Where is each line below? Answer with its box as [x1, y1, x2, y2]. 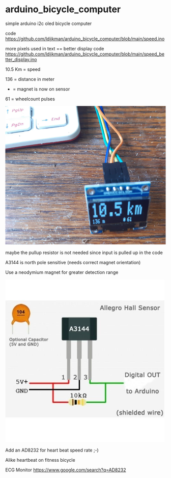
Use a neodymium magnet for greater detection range [5, 269, 119, 275]
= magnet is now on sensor [12, 86, 70, 92]
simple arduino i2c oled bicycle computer [5, 20, 92, 26]
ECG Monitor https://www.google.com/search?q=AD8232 [5, 467, 126, 473]
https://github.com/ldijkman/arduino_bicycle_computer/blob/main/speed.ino [5, 36, 165, 42]
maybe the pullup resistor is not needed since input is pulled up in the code [5, 249, 163, 256]
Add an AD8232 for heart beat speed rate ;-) [5, 447, 99, 453]
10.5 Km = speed [5, 66, 41, 72]
